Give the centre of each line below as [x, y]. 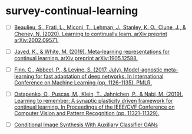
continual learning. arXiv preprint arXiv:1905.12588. [76, 58]
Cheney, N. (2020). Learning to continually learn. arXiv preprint [90, 34]
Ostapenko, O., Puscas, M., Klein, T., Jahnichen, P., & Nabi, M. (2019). [98, 94]
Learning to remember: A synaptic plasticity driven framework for [93, 101]
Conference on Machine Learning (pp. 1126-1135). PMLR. [83, 83]
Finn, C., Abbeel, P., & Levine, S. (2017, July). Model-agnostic [88, 70]
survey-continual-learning [72, 11]
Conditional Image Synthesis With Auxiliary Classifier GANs [86, 125]
